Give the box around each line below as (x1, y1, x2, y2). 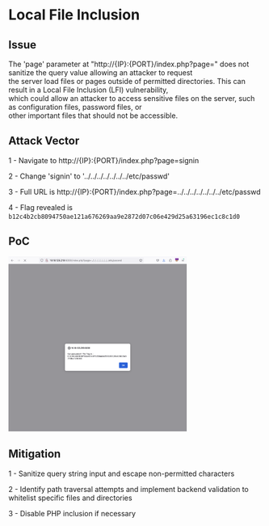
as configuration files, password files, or (8, 103, 143, 112)
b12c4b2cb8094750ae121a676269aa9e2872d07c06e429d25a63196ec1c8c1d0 (8, 213, 241, 221)
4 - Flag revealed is (8, 202, 73, 212)
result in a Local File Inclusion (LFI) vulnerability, (8, 85, 169, 95)
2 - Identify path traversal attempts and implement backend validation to (8, 484, 249, 494)
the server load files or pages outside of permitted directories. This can (8, 77, 246, 86)
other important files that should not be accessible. (8, 111, 179, 120)
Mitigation (8, 447, 61, 461)
